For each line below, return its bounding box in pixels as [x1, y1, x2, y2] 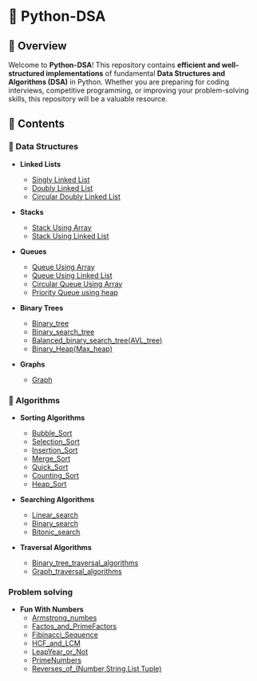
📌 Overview [8, 39, 67, 53]
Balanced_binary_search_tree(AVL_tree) [31, 335, 163, 345]
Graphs [19, 359, 45, 369]
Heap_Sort [31, 479, 67, 489]
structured [8, 69, 45, 78]
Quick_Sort [31, 462, 69, 472]
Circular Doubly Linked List [31, 192, 121, 201]
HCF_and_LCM [31, 639, 81, 648]
